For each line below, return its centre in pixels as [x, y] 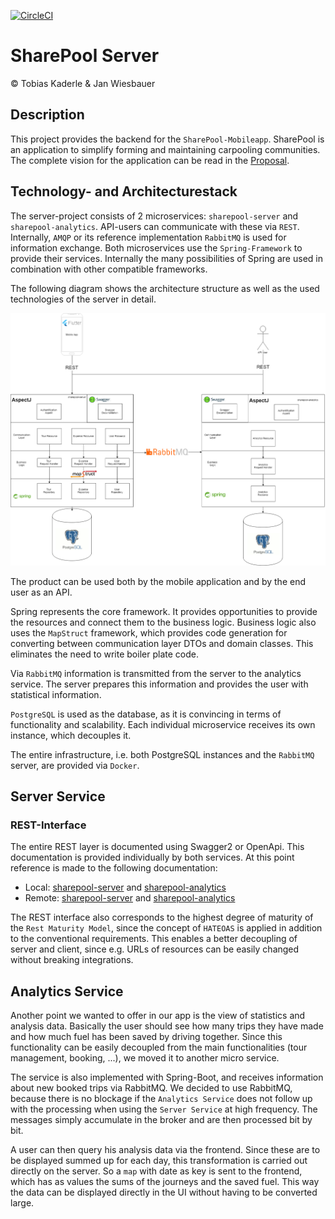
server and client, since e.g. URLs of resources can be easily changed [155, 949]
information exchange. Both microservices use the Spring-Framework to [156, 247]
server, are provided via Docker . [75, 765]
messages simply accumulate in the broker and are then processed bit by [161, 1120]
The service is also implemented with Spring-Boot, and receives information [167, 1077]
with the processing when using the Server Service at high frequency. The [164, 1109]
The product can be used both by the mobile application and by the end [158, 581]
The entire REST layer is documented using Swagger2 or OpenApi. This [157, 847]
